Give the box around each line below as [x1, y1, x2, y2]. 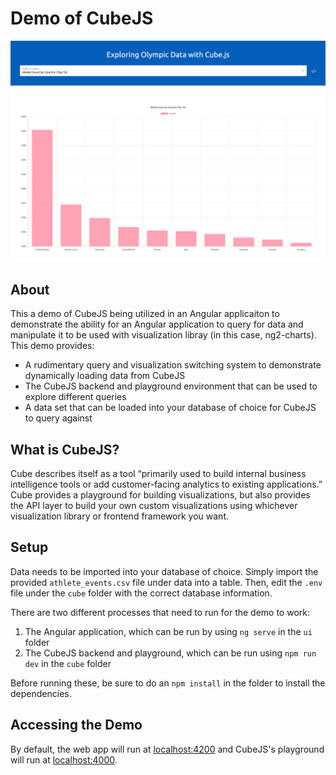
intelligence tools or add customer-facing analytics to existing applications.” [10, 478, 323, 490]
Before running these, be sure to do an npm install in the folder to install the [10, 677, 326, 689]
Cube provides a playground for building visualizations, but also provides [10, 488, 311, 501]
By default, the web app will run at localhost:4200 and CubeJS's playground [10, 743, 325, 755]
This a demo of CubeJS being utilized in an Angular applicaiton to [10, 308, 280, 320]
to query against [24, 412, 93, 424]
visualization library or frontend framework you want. [10, 510, 229, 522]
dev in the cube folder [24, 657, 112, 669]
